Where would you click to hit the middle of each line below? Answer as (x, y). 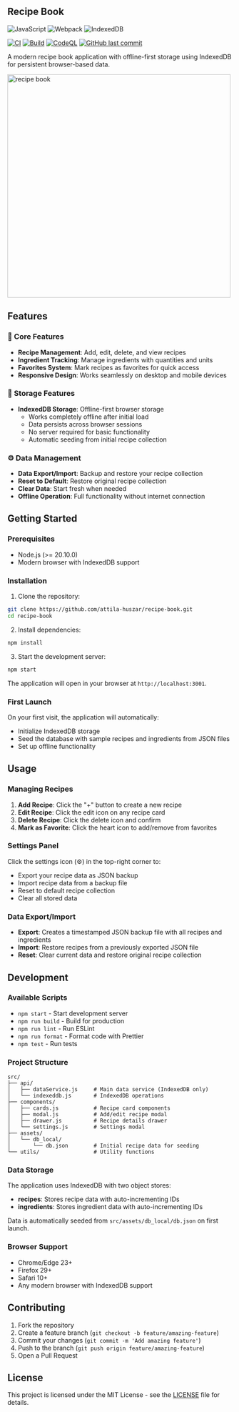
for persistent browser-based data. (59, 64)
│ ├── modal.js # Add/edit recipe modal (87, 1115)
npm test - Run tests (47, 1043)
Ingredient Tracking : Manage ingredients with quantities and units (115, 359)
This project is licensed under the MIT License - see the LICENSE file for (113, 1395)
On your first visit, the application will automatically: (83, 717)
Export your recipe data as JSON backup (78, 875)
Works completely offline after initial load (88, 417)
